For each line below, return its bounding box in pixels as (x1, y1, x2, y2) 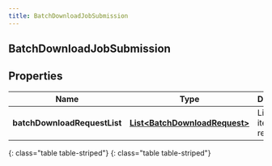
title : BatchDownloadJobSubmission (8, 11, 129, 20)
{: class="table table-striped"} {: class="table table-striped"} (8, 147, 211, 158)
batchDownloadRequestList (12, 117, 122, 128)
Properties (8, 70, 63, 83)
